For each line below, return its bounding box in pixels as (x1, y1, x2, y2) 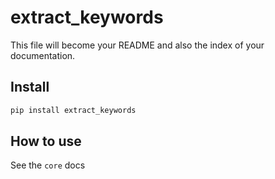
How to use (10, 133, 82, 150)
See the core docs (10, 159, 86, 171)
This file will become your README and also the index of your (10, 39, 265, 51)
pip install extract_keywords (10, 105, 137, 115)
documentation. (10, 49, 76, 61)
